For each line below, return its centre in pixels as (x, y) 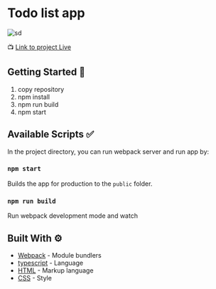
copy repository (41, 89)
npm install (34, 97)
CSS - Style (34, 278)
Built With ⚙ (35, 238)
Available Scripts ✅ (51, 134)
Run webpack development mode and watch (73, 216)
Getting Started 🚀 (47, 72)
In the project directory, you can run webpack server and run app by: (108, 152)
